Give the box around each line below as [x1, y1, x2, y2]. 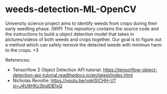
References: [5, 57, 30, 63]
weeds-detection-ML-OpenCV [5, 4, 137, 15]
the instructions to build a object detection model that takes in [5, 31, 134, 37]
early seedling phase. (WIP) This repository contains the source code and [5, 25, 159, 31]
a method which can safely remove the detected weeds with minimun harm [5, 41, 162, 48]
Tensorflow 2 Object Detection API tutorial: [12, 67, 102, 73]
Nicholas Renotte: [12, 77, 50, 83]
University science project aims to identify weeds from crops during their [5, 20, 158, 26]
